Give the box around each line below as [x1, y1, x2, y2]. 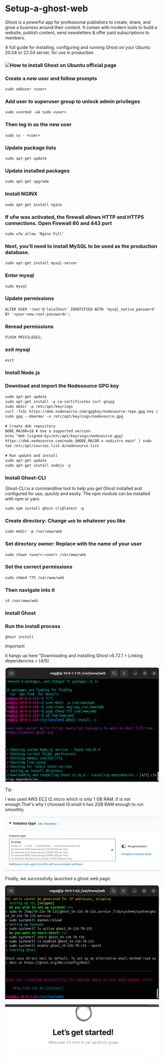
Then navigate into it [5, 586, 55, 593]
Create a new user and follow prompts [5, 75, 98, 81]
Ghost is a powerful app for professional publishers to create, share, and [5, 19, 151, 25]
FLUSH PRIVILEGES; [5, 335, 42, 340]
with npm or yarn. [5, 496, 41, 502]
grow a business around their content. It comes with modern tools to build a [5, 24, 157, 30]
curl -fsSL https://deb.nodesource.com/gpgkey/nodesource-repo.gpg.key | [5, 409, 159, 414]
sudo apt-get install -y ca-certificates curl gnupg [5, 399, 115, 404]
